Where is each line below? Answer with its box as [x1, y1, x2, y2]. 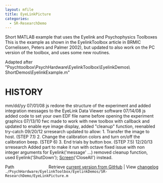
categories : [5, 16, 29, 21]
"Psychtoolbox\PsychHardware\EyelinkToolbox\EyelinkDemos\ [5, 64, 130, 70]
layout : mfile [5, 7, 34, 12]
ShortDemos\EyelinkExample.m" [5, 69, 70, 76]
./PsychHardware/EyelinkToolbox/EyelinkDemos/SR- [5, 169, 108, 174]
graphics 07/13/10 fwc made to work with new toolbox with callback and [5, 118, 150, 124]
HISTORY [5, 86, 43, 98]
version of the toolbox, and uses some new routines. [5, 50, 110, 56]
